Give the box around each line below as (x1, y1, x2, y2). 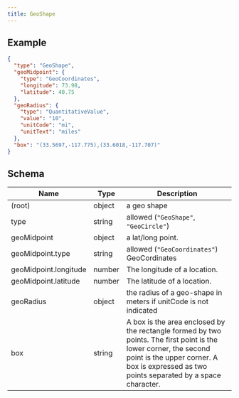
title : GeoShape (7, 10, 55, 18)
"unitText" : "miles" (20, 129, 81, 136)
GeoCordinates (126, 253, 177, 263)
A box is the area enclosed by (126, 317, 225, 327)
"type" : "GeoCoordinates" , (20, 75, 100, 82)
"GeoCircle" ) (126, 221, 169, 231)
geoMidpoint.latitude (11, 276, 80, 286)
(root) (11, 200, 31, 210)
